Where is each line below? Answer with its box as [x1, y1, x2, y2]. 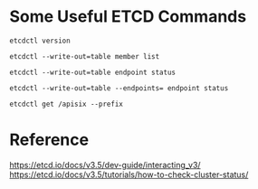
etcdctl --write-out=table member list [9, 52, 160, 61]
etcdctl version [9, 36, 71, 45]
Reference [9, 129, 89, 150]
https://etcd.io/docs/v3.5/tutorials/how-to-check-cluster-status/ [9, 169, 249, 180]
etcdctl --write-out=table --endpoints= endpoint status [9, 83, 229, 92]
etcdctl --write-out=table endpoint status [9, 68, 177, 77]
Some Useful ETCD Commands [9, 6, 247, 27]
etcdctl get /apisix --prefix [9, 99, 124, 109]
